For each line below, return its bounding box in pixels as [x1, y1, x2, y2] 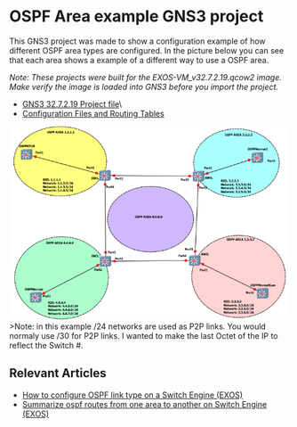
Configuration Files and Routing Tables [21, 108, 165, 119]
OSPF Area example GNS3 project [9, 6, 264, 27]
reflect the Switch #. [9, 340, 84, 350]
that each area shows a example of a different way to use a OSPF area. [9, 54, 269, 65]
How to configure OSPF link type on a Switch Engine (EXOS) [21, 390, 243, 400]
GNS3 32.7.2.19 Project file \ [21, 98, 123, 109]
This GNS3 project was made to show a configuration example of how [9, 36, 266, 46]
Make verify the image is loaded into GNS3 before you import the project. [9, 81, 278, 92]
